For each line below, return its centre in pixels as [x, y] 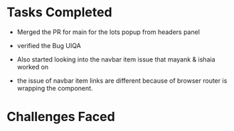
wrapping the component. [55, 88]
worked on [33, 67]
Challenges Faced [61, 117]
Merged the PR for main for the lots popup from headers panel [108, 32]
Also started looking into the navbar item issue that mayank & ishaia [116, 59]
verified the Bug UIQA [49, 45]
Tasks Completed [59, 12]
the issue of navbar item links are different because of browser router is [122, 80]
